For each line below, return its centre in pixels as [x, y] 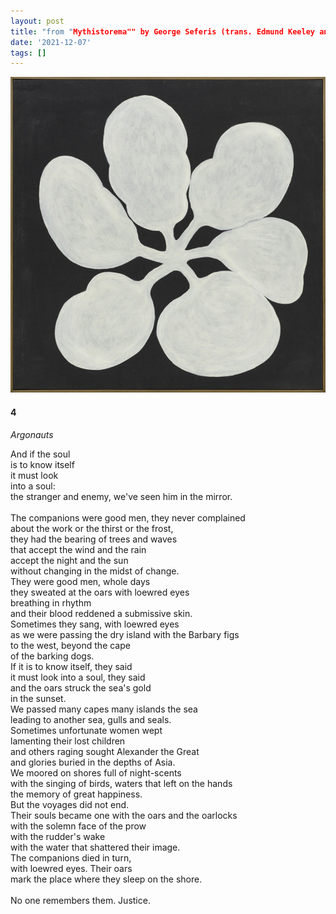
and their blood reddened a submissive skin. [101, 613]
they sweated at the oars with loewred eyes [100, 592]
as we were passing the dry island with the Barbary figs [125, 634]
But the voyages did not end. [70, 804]
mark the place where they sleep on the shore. [106, 879]
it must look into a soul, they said [78, 677]
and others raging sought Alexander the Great [105, 751]
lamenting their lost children [68, 741]
